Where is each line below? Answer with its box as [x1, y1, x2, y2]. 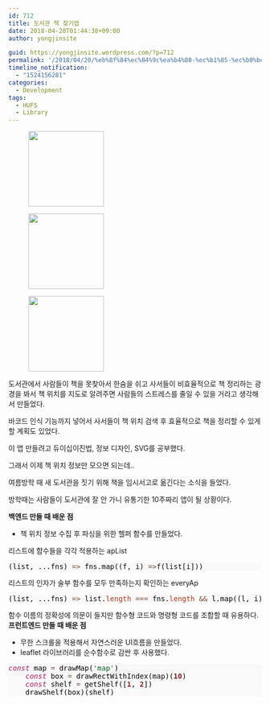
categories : [8, 78, 48, 87]
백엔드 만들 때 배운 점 [8, 512, 74, 521]
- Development [15, 86, 63, 94]
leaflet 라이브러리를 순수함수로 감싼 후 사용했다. [19, 648, 170, 657]
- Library [15, 109, 48, 117]
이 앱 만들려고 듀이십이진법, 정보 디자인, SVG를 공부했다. [8, 443, 186, 453]
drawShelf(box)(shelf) [25, 688, 115, 697]
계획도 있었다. [16, 426, 60, 436]
